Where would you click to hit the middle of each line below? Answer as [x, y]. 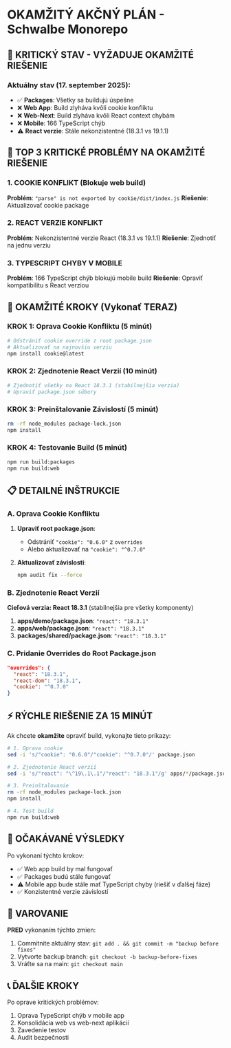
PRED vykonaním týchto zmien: [52, 930]
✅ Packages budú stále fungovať [64, 876]
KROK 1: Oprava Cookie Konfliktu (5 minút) [80, 327]
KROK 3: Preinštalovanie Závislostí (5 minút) [83, 409]
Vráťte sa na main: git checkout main [70, 964]
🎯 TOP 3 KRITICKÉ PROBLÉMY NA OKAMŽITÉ [106, 152]
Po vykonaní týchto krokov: [46, 855]
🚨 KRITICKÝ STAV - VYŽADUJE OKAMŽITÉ [100, 55]
